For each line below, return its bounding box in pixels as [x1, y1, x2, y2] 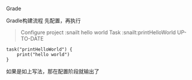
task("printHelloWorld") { [6, 46, 73, 52]
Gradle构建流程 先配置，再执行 [6, 17, 81, 24]
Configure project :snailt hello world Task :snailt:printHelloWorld [20, 29, 176, 36]
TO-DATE [20, 35, 44, 42]
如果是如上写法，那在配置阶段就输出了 [6, 68, 99, 75]
